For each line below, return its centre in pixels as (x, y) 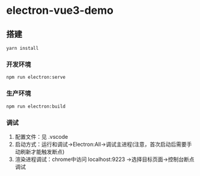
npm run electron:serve (36, 77)
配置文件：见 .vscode (41, 136)
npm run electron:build (36, 106)
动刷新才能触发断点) (40, 151)
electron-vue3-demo (60, 11)
